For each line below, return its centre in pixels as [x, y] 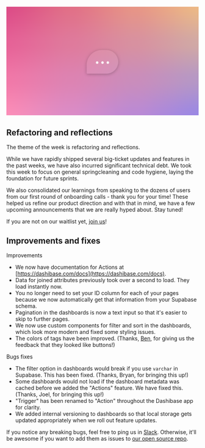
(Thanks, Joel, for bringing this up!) [59, 394]
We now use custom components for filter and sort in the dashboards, [103, 325]
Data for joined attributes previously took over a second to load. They [103, 280]
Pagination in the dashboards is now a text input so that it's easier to [101, 313]
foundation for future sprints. [43, 179]
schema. [26, 306]
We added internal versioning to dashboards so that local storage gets [103, 414]
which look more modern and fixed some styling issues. [85, 332]
